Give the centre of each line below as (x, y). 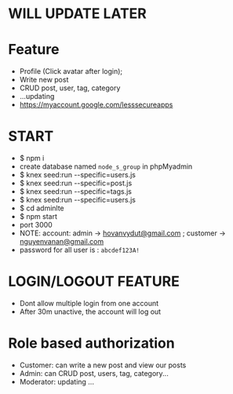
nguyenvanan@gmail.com (62, 242)
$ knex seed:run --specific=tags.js (75, 192)
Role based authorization (91, 343)
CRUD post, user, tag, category (70, 88)
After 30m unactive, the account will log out (90, 312)
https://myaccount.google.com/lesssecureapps (96, 105)
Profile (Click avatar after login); (71, 71)
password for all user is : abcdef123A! (79, 250)
